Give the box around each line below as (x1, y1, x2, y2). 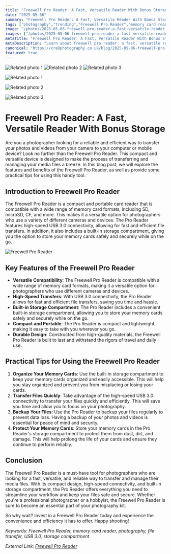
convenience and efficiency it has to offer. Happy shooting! (5, 518, 129, 524)
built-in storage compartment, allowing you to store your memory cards (12, 310, 163, 316)
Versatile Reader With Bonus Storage (5, 123, 165, 135)
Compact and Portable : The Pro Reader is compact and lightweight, (12, 321, 156, 327)
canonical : (5, 46, 28, 51)
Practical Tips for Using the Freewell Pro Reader (5, 357, 160, 366)
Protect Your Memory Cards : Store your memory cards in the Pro (12, 425, 151, 431)
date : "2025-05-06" (5, 12, 47, 17)
